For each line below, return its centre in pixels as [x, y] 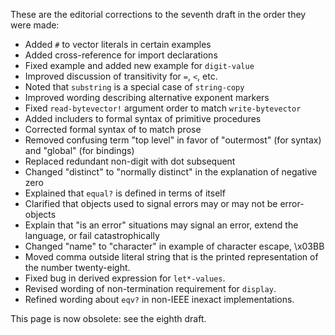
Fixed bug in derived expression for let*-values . [125, 278]
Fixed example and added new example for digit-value [139, 65]
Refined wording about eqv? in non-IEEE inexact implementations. [159, 299]
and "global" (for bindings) [79, 150]
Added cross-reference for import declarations [121, 55]
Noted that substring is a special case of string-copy [134, 87]
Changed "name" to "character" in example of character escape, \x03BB [174, 246]
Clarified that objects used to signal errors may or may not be [151, 203]
